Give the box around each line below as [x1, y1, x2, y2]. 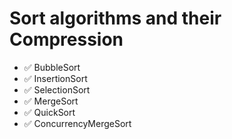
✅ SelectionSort [23, 83, 91, 96]
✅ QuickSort [23, 106, 76, 118]
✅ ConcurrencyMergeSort [23, 117, 132, 129]
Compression [9, 28, 124, 51]
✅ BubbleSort [23, 61, 81, 73]
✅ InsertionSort [23, 72, 88, 84]
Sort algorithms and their [9, 7, 222, 30]
